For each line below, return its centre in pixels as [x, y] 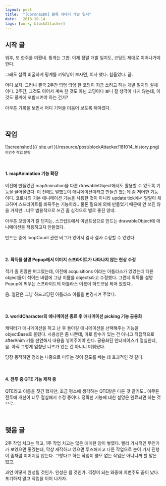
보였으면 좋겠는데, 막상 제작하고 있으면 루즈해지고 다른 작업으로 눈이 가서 [80, 449]
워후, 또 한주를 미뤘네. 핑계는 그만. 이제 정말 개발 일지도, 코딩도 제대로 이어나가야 [83, 58]
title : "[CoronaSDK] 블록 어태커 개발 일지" [48, 14]
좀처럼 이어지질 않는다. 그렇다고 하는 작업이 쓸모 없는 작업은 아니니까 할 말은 [83, 455]
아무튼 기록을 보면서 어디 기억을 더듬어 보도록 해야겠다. [58, 108]
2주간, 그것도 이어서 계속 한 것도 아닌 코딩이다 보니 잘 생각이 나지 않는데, [85, 91]
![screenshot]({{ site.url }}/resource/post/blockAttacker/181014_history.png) [82, 147]
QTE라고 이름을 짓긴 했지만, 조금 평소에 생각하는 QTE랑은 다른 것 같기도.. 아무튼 [82, 391]
